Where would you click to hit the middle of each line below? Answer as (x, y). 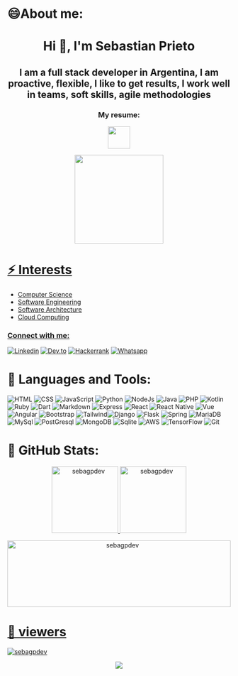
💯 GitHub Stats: (53, 451)
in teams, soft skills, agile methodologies (119, 94)
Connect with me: (39, 335)
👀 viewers (37, 632)
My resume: (119, 114)
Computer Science (45, 294)
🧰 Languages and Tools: (79, 380)
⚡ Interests (40, 270)
